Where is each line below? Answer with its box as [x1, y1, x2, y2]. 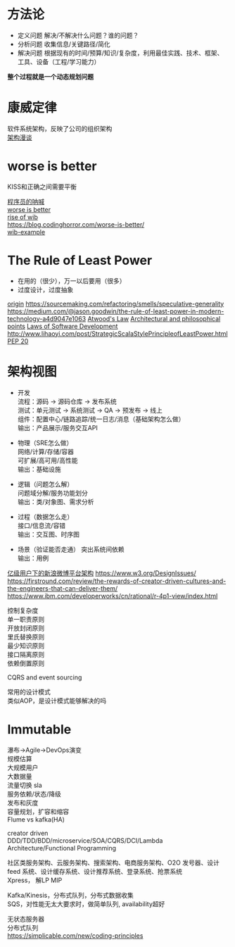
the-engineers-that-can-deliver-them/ [7, 584, 118, 592]
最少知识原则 [7, 641, 44, 650]
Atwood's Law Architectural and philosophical [87, 314, 221, 322]
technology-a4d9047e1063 [7, 314, 87, 322]
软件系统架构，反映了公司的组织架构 [7, 124, 113, 132]
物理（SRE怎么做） [17, 438, 73, 447]
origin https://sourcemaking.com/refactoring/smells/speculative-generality [7, 299, 224, 308]
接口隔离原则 [7, 650, 44, 658]
